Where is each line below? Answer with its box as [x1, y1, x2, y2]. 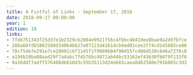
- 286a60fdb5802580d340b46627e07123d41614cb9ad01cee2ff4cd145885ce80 [6, 43, 188, 49]
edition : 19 [6, 25, 37, 32]
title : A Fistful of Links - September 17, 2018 [6, 8, 133, 15]
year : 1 [6, 20, 26, 26]
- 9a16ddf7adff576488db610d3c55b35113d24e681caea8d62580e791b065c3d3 [6, 59, 188, 65]
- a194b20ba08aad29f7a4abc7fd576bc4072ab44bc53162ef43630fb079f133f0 [6, 54, 188, 60]
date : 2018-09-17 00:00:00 [6, 15, 75, 21]
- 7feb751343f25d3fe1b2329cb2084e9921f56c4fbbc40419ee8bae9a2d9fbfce [6, 37, 188, 43]
